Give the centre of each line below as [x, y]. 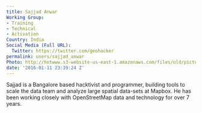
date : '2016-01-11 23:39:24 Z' [45, 68]
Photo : [14, 62]
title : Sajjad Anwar [32, 12]
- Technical [21, 29]
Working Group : [25, 17]
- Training [20, 23]
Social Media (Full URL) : [38, 46]
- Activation [23, 34]
